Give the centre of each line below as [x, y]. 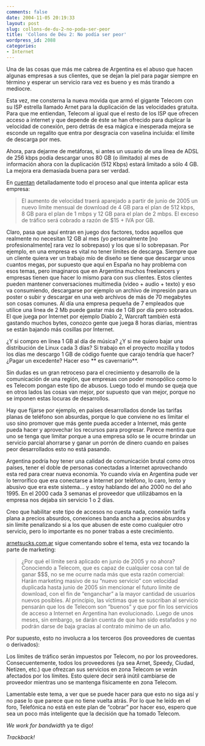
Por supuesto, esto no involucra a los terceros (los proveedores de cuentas [101, 638]
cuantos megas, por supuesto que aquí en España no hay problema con [97, 264]
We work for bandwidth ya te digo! [50, 725]
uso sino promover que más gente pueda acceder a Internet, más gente [97, 423]
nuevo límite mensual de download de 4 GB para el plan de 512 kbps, [108, 207]
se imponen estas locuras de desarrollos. [58, 398]
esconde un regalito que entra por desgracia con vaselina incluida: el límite [101, 132]
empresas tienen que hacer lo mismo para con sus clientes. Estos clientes [99, 277]
